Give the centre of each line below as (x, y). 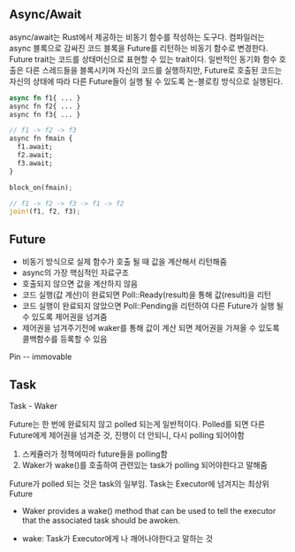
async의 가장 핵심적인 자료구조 (76, 272)
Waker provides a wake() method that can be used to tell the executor (149, 510)
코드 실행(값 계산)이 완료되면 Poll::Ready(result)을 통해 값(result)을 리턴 (147, 295)
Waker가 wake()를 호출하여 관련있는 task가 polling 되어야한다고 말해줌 (144, 464)
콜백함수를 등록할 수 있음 (64, 339)
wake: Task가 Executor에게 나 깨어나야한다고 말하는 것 (117, 538)
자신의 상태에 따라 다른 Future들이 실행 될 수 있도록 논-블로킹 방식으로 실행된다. (146, 81)
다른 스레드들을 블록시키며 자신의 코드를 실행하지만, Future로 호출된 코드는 (154, 70)
